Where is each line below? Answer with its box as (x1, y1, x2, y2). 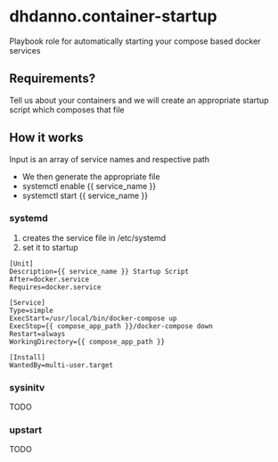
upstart (9, 424, 43, 436)
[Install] (9, 352, 46, 362)
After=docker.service (9, 275, 90, 284)
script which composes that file (9, 104, 125, 115)
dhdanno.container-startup (9, 6, 217, 27)
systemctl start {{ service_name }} (21, 190, 149, 201)
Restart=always (9, 329, 66, 338)
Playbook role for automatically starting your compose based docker (9, 36, 261, 46)
